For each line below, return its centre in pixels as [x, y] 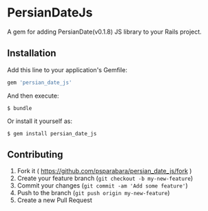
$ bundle [20, 108]
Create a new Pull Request [55, 200]
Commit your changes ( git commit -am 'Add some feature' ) [102, 186]
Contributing [35, 155]
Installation [32, 53]
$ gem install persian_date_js [52, 133]
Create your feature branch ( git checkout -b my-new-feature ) [105, 178]
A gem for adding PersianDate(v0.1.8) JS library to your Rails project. [104, 32]
